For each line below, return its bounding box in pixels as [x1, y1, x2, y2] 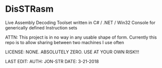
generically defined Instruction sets [5, 24, 78, 30]
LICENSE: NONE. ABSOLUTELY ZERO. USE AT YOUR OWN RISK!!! [5, 49, 140, 55]
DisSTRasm [5, 3, 54, 15]
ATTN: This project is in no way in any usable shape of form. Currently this [5, 34, 157, 40]
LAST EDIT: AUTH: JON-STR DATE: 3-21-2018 [5, 58, 99, 64]
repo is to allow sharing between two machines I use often [5, 39, 124, 45]
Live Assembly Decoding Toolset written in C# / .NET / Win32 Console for [5, 20, 156, 25]
